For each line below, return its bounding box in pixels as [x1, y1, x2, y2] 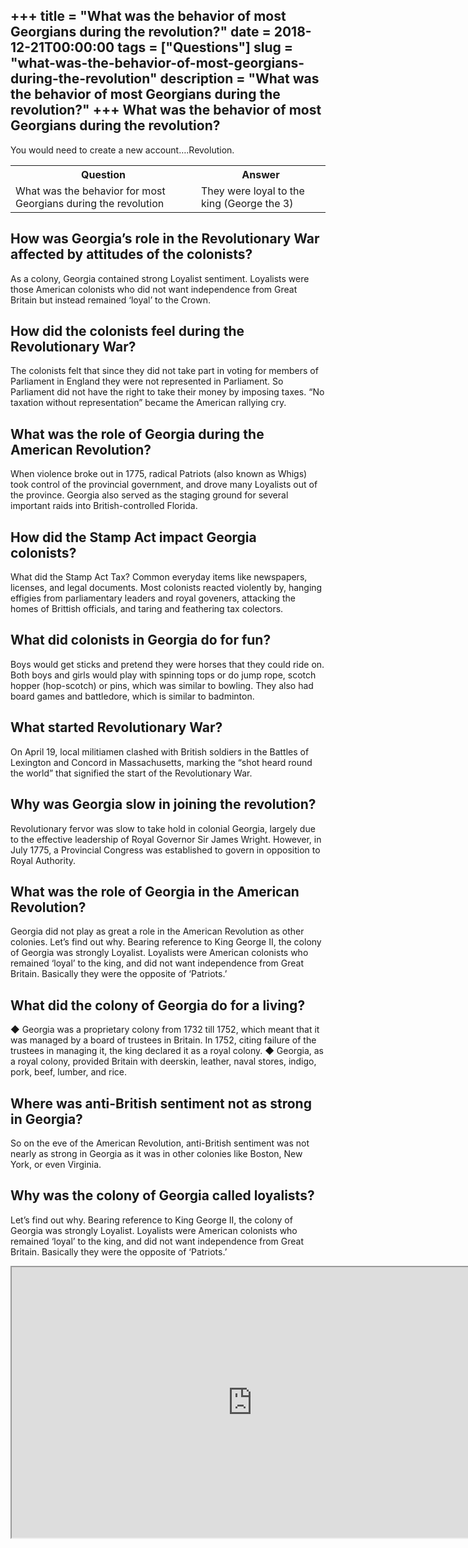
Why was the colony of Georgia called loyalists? [10, 1187, 315, 1204]
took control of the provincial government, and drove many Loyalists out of [10, 479, 318, 491]
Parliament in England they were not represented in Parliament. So [10, 375, 284, 388]
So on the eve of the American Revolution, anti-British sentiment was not [10, 1137, 310, 1149]
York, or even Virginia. [10, 1158, 102, 1170]
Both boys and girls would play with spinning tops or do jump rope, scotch [10, 669, 317, 681]
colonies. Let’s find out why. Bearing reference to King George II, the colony [10, 936, 322, 948]
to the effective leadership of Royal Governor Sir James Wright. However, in [10, 833, 322, 845]
